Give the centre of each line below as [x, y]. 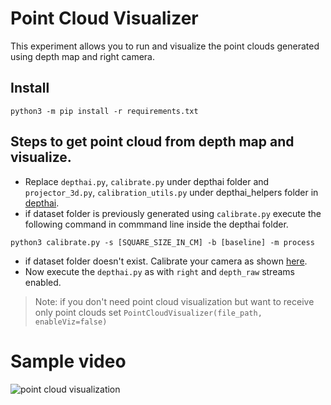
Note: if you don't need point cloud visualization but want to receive [174, 301]
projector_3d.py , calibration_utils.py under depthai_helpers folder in [171, 192]
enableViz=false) [71, 322]
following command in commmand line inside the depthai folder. [156, 224]
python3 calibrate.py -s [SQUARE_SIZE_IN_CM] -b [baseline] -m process [162, 242]
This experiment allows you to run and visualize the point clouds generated [165, 46]
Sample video [68, 361]
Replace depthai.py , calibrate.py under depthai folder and [147, 181]
